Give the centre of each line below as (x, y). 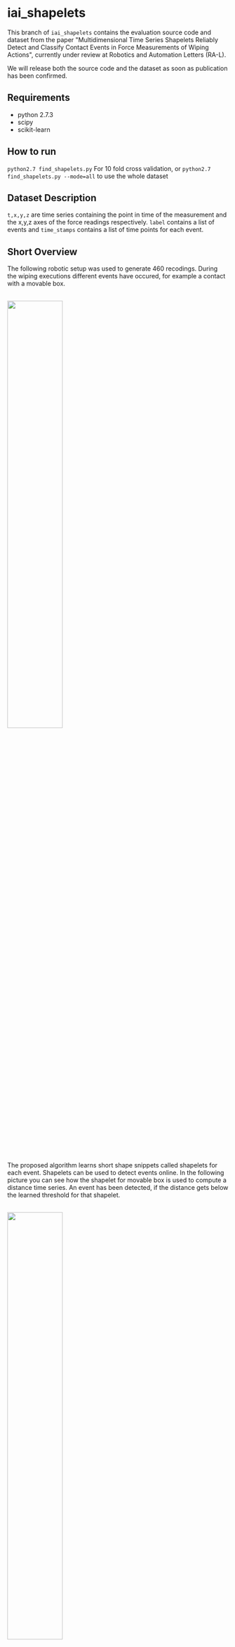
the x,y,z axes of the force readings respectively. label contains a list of (111, 222)
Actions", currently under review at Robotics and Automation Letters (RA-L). (117, 55)
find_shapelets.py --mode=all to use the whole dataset (88, 176)
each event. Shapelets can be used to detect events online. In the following (116, 1173)
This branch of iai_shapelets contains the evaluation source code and (109, 32)
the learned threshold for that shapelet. (64, 1195)
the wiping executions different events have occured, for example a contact (116, 276)
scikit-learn (34, 129)
